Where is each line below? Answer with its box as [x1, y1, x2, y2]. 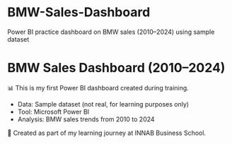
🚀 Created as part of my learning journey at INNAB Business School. [7, 128, 207, 137]
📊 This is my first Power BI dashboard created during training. [7, 83, 189, 92]
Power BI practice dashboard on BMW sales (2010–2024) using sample [7, 28, 215, 36]
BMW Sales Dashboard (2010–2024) [7, 60, 226, 76]
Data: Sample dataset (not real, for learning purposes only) [17, 100, 190, 108]
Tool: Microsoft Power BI [17, 107, 90, 116]
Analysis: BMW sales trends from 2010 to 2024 [17, 114, 155, 124]
